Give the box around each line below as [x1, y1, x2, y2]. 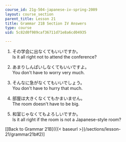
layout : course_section [5, 12, 54, 17]
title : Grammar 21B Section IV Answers [5, 21, 87, 26]
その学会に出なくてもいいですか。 [12, 49, 81, 54]
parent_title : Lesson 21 [5, 16, 56, 21]
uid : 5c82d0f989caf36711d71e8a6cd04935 [5, 30, 87, 35]
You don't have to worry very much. [12, 70, 85, 75]
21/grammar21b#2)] [5, 131, 45, 137]
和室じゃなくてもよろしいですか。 [12, 111, 81, 117]
